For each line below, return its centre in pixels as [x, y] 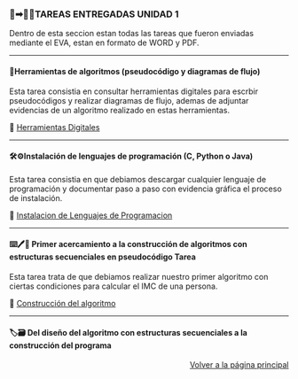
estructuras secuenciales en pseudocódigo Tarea [103, 257]
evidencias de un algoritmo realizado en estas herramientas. [120, 110]
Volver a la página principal [239, 365]
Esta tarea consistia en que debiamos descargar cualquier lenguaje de [138, 179]
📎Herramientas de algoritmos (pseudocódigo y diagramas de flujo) [135, 71]
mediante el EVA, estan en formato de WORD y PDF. [104, 43]
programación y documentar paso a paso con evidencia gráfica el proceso [145, 189]
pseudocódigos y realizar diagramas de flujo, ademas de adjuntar [129, 100]
